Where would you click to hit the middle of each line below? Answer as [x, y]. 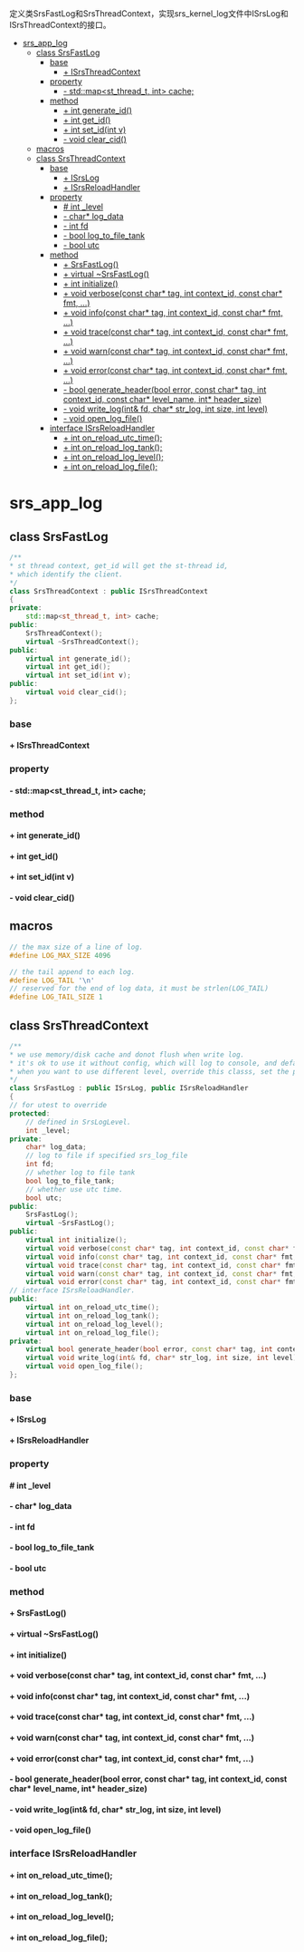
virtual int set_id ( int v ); [78, 676]
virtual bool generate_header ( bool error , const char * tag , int [149, 1349]
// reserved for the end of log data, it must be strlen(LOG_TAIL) [139, 989]
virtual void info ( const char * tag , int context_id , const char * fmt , [161, 1257]
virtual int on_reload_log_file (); [93, 1333]
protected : [30, 1113]
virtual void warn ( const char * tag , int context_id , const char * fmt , [161, 1274]
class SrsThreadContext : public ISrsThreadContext [109, 591]
